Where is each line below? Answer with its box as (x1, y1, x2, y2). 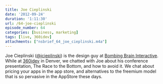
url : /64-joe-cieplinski (5, 21, 56, 26)
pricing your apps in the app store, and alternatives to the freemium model (5, 68, 157, 74)
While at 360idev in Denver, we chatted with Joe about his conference (5, 57, 148, 64)
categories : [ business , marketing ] (5, 30, 79, 35)
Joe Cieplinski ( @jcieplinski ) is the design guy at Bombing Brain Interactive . (5, 53, 159, 58)
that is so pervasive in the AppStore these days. (5, 73, 103, 79)
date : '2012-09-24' (5, 12, 45, 17)
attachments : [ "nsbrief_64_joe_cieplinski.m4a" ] (5, 39, 107, 44)
